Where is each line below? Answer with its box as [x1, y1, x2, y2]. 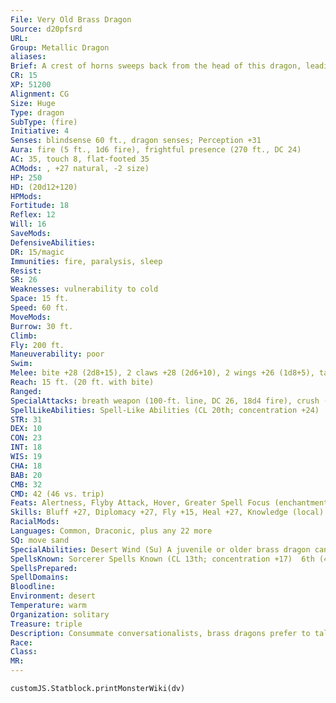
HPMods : [10, 191, 43, 201]
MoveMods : [10, 312, 52, 322]
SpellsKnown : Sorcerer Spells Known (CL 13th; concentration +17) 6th [10, 554, 315, 564]
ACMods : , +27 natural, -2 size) [10, 163, 150, 173]
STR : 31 [10, 414, 43, 425]
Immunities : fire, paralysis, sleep [10, 256, 163, 266]
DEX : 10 [10, 424, 43, 434]
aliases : [10, 52, 47, 62]
